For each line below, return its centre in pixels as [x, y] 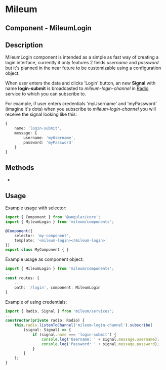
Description [24, 45]
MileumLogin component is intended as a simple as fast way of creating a [82, 57]
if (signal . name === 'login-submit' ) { [74, 335]
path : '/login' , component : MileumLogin [57, 287]
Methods [20, 168]
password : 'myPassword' [48, 143]
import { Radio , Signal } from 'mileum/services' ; [60, 311]
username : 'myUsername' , [50, 138]
